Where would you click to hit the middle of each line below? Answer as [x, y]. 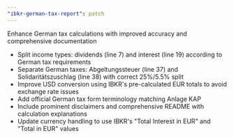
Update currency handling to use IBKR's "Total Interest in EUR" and [114, 121]
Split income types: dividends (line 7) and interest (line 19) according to [119, 54]
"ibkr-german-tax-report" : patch [56, 14]
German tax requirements [54, 62]
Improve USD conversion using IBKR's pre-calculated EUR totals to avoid [122, 84]
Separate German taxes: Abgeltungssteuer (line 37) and [97, 69]
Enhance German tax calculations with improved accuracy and [97, 33]
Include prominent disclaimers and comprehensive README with [111, 106]
